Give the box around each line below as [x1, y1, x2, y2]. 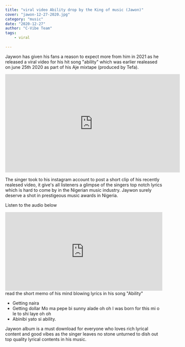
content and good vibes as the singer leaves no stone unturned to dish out [5, 331, 159, 337]
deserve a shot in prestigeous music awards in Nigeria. [5, 192, 118, 198]
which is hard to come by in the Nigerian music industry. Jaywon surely [5, 187, 152, 193]
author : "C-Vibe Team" [5, 26, 52, 31]
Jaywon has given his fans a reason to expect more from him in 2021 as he [5, 53, 159, 59]
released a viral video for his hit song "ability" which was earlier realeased [5, 58, 158, 65]
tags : [5, 30, 16, 35]
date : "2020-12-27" [5, 21, 46, 26]
